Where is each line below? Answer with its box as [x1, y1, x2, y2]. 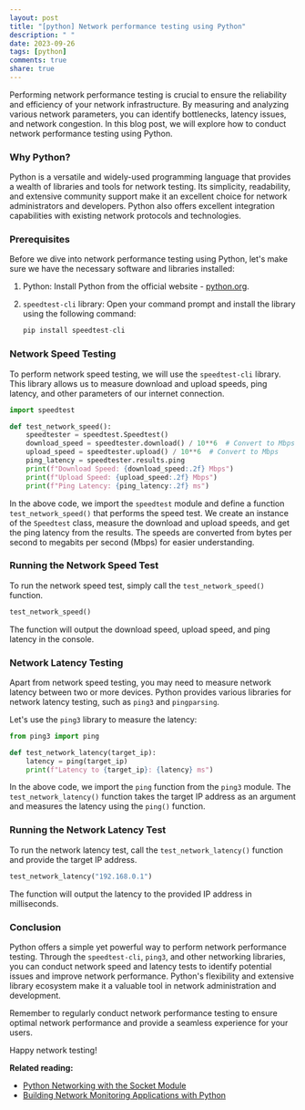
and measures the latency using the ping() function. [9, 801, 206, 812]
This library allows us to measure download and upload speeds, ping [9, 378, 268, 389]
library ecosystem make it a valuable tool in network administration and [9, 980, 277, 991]
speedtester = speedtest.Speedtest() [25, 431, 169, 440]
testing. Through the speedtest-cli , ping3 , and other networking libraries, [9, 950, 286, 962]
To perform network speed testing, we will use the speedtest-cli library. [9, 368, 281, 379]
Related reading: [9, 1062, 74, 1073]
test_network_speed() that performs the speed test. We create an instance [9, 507, 290, 518]
